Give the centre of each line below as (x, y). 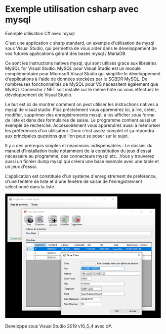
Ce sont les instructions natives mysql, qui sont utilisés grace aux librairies (81, 63)
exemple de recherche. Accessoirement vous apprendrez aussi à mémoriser (83, 125)
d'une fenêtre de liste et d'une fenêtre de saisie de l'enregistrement (74, 181)
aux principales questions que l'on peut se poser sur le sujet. (67, 136)
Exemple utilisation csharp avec (72, 9)
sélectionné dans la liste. (30, 186)
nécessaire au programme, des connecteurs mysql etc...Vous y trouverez (80, 156)
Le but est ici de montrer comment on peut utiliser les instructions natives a (82, 104)
